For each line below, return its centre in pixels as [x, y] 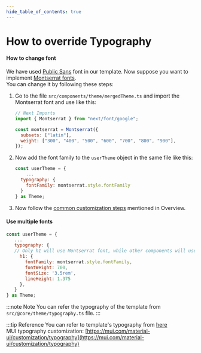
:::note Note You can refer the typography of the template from [83, 307]
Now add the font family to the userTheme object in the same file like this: [104, 158]
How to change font [31, 58]
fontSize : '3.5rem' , [51, 273]
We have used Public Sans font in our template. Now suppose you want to [97, 72]
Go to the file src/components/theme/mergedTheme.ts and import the [97, 96]
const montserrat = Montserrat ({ [57, 129]
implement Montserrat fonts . [41, 78]
